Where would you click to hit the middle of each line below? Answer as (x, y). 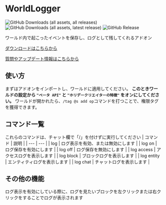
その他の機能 (25, 179)
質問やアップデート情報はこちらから (42, 59)
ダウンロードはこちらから (31, 48)
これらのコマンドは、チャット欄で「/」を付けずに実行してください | (74, 137)
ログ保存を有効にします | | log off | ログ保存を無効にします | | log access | (80, 149)
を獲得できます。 (22, 107)
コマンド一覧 (25, 124)
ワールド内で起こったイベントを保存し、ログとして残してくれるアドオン (79, 38)
